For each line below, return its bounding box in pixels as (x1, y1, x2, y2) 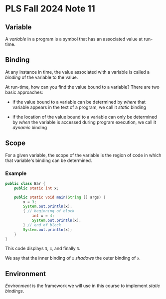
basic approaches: (5, 89, 43, 95)
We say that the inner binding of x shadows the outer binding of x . (5, 255, 141, 261)
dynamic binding (12, 124, 47, 130)
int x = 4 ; (31, 213, 55, 218)
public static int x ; (14, 185, 59, 191)
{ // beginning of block (23, 209, 75, 214)
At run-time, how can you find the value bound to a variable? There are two (5, 84, 160, 90)
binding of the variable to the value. (5, 74, 78, 80)
